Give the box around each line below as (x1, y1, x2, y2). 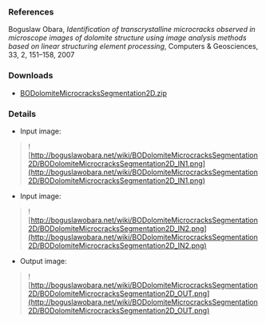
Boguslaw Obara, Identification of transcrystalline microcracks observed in (8, 25, 256, 34)
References (8, 6, 54, 18)
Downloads (8, 70, 54, 82)
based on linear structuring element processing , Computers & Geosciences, (8, 42, 259, 51)
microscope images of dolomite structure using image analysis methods (8, 33, 247, 42)
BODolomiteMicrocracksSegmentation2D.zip (19, 88, 168, 98)
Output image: (19, 256, 68, 265)
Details (8, 108, 37, 119)
